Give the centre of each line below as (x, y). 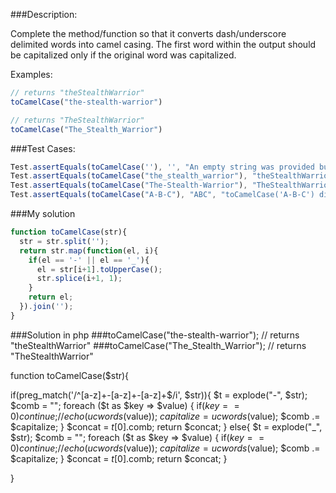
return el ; (51, 297)
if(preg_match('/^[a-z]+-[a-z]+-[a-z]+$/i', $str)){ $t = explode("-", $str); (159, 395)
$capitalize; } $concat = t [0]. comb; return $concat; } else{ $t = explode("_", (166, 426)
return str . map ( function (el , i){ (89, 250)
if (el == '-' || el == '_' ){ (89, 260)
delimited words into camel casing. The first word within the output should (163, 44)
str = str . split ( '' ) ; (64, 241)
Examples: (31, 74)
